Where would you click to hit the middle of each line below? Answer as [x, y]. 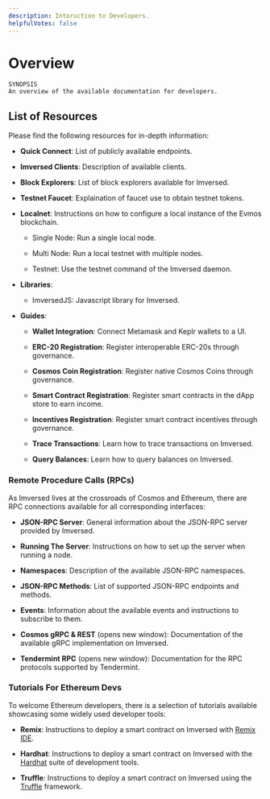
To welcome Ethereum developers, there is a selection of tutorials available [133, 705]
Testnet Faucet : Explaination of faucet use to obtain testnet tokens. [132, 198]
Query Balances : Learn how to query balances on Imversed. [133, 459]
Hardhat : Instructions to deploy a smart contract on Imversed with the [136, 753]
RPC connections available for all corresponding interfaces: [107, 506]
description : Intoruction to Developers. [79, 16]
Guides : [33, 316]
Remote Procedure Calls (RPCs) [71, 480]
